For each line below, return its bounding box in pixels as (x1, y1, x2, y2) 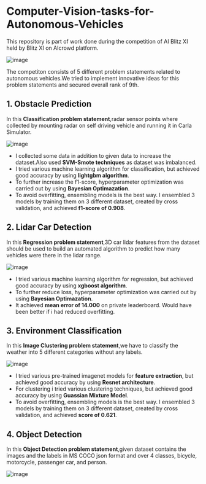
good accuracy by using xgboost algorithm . (15, 281, 128, 289)
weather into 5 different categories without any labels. (6, 348, 143, 356)
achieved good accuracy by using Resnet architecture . (15, 379, 156, 386)
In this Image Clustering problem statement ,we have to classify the (6, 342, 178, 349)
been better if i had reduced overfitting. (15, 308, 115, 315)
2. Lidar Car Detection (6, 222, 92, 233)
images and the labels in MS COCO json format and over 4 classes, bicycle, (6, 452, 197, 459)
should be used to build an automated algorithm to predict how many (6, 244, 181, 252)
